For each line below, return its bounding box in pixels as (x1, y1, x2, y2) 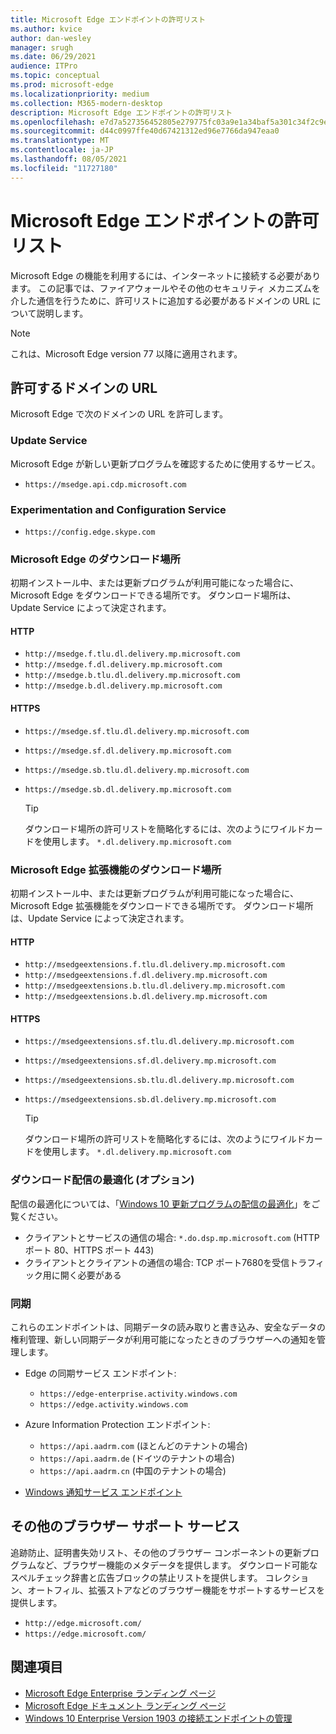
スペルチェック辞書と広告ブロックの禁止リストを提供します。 (10, 1571, 263, 1583)
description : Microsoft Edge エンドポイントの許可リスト (10, 107, 233, 118)
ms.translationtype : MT (10, 136, 110, 146)
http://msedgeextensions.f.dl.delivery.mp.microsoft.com (24, 971, 268, 981)
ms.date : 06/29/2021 (10, 52, 97, 62)
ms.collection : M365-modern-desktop (10, 98, 163, 108)
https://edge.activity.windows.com (39, 1399, 188, 1410)
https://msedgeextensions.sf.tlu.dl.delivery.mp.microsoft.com (24, 1037, 295, 1047)
